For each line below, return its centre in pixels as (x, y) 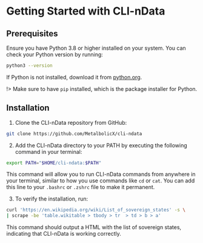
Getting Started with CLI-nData (86, 11)
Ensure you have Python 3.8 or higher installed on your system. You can (96, 48)
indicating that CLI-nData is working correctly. (64, 234)
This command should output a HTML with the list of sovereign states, (94, 227)
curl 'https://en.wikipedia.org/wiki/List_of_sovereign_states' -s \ (96, 210)
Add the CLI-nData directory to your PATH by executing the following (101, 145)
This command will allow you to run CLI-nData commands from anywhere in (101, 175)
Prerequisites (32, 34)
